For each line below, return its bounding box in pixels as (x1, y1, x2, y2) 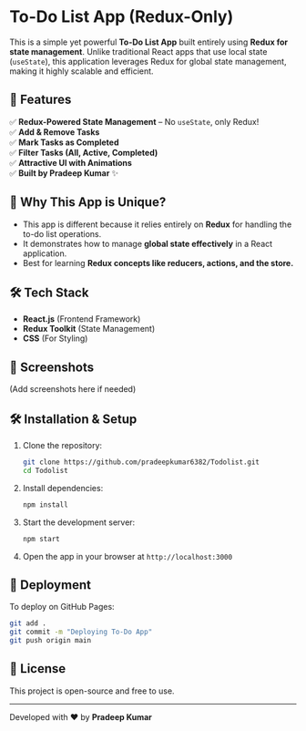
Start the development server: (22, 517, 136, 528)
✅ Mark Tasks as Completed (9, 137, 120, 148)
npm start (22, 534, 61, 543)
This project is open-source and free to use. (9, 685, 175, 696)
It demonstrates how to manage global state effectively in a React (22, 238, 273, 249)
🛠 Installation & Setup (9, 411, 138, 427)
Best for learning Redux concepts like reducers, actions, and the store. (22, 257, 294, 268)
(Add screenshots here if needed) (9, 384, 137, 395)
